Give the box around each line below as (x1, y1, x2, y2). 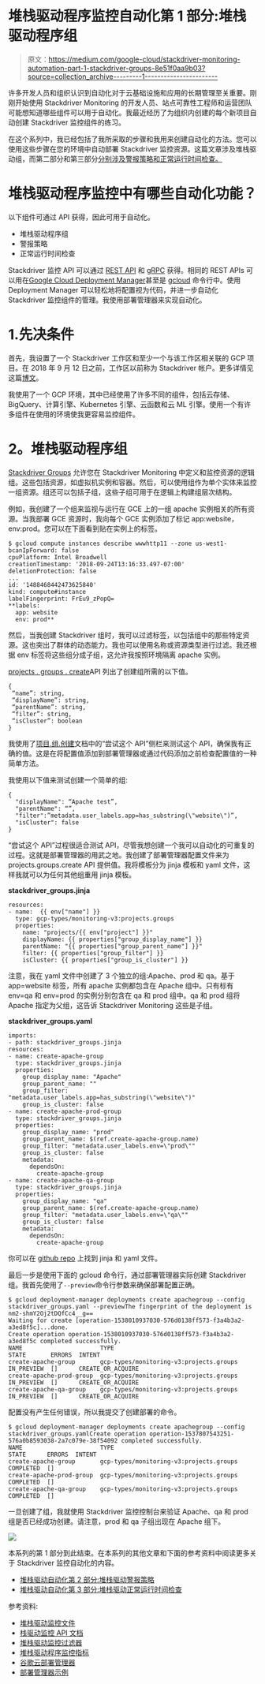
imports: (8, 1031, 37, 1040)
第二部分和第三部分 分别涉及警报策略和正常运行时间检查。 (35, 154, 222, 163)
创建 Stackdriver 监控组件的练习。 (14, 118, 126, 127)
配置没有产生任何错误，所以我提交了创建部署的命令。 (8, 1407, 181, 1417)
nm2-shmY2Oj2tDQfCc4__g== (8, 1309, 93, 1317)
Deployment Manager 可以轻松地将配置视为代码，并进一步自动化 (8, 285, 219, 294)
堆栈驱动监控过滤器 (19, 1637, 83, 1647)
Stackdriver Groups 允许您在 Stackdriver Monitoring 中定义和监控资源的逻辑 (8, 467, 255, 477)
